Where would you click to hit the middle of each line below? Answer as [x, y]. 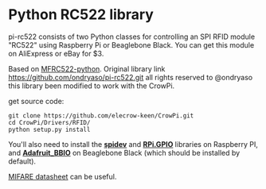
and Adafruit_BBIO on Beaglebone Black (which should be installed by [124, 152]
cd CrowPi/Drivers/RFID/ [49, 122]
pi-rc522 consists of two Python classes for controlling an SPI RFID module [132, 37]
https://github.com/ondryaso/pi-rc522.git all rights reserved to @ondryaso [131, 77]
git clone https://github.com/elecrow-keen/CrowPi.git [101, 116]
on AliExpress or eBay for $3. [56, 53]
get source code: [36, 101]
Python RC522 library [81, 15]
